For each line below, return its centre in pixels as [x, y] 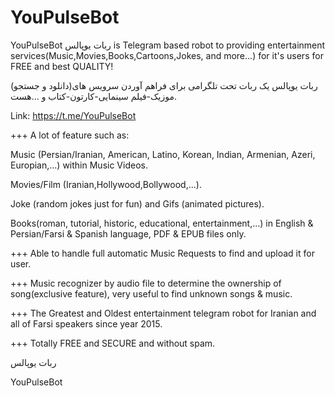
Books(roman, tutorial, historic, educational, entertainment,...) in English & [162, 223]
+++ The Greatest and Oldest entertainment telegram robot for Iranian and [163, 313]
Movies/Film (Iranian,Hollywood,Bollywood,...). [106, 184]
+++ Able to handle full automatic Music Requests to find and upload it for [162, 253]
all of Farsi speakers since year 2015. [86, 323]
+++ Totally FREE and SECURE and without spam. [113, 343]
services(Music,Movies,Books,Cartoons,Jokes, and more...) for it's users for [167, 55]
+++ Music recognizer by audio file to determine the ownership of [146, 283]
